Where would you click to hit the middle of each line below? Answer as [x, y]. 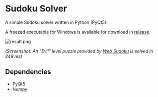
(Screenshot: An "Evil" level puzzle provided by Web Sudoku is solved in [79, 51]
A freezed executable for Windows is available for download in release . [78, 32]
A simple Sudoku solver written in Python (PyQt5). [56, 22]
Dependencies [28, 72]
